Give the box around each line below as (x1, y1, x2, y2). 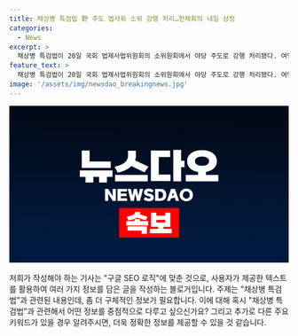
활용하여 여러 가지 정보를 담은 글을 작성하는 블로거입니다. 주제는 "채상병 (18, 284, 266, 294)
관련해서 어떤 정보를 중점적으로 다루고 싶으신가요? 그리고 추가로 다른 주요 (36, 306, 289, 316)
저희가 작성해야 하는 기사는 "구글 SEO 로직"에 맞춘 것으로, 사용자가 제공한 (9, 273, 264, 284)
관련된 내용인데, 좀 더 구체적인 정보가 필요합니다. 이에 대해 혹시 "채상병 (29, 295, 274, 306)
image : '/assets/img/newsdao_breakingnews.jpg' (9, 80, 189, 89)
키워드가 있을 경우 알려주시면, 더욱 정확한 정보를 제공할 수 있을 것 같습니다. (9, 317, 267, 328)
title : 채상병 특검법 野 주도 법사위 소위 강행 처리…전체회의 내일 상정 (9, 14, 236, 23)
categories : (9, 23, 53, 33)
